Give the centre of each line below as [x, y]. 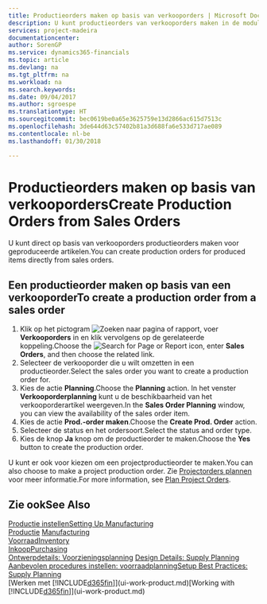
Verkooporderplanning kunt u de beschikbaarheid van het [116, 397]
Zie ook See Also [49, 504]
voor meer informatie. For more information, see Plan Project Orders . [120, 480]
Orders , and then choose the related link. [87, 354]
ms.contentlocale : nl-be [49, 134]
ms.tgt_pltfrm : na [39, 75]
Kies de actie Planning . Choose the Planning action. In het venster [128, 388]
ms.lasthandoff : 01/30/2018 [55, 141]
